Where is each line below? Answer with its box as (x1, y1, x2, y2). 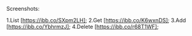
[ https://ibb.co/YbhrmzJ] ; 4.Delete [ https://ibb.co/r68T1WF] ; (6, 23, 159, 30)
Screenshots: (6, 5, 40, 12)
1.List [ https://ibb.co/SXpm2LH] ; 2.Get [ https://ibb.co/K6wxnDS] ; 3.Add (6, 17, 186, 23)
